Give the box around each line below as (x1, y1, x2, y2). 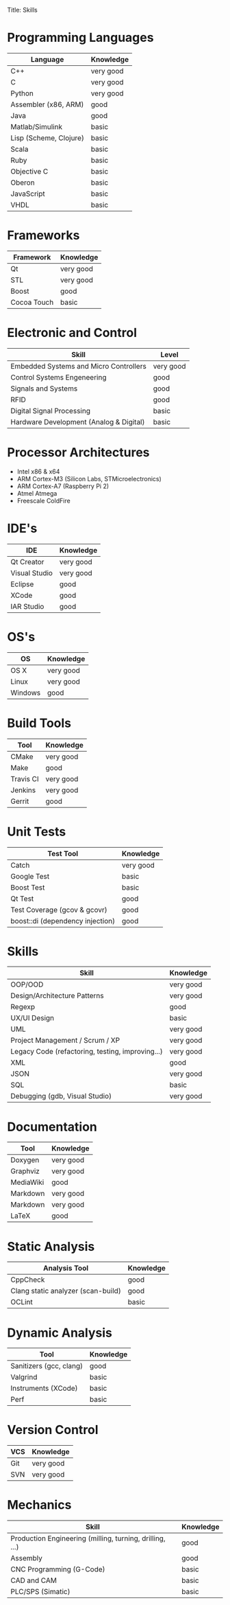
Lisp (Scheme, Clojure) (10, 133, 84, 143)
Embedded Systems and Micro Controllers (10, 361, 147, 371)
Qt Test (10, 894, 34, 903)
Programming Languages (7, 30, 154, 45)
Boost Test (10, 882, 45, 892)
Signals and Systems (10, 384, 78, 393)
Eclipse (10, 579, 34, 589)
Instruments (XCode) (10, 1383, 78, 1393)
